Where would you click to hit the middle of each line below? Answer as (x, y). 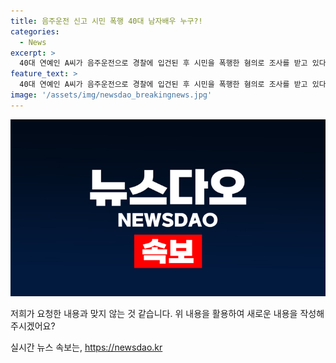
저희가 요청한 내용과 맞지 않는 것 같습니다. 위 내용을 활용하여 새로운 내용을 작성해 (167, 314)
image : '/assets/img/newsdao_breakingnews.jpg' (111, 95)
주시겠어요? (33, 326)
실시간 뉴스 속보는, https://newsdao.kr (86, 347)
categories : (35, 31)
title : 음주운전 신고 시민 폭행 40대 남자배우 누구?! (106, 21)
